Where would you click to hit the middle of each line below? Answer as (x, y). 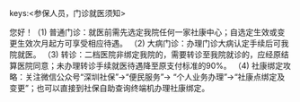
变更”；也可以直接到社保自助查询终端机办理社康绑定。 (110, 88)
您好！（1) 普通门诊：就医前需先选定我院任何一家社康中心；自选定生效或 (143, 32)
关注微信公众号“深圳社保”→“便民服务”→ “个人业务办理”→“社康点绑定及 (155, 77)
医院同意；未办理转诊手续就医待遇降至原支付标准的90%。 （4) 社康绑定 (150, 66)
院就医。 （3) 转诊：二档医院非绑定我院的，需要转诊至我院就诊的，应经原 (145, 55)
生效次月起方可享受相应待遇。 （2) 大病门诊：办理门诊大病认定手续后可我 (153, 43)
